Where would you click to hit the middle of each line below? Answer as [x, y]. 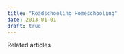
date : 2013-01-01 [32, 20]
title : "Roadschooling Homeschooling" [62, 13]
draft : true [24, 26]
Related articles [29, 45]
